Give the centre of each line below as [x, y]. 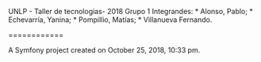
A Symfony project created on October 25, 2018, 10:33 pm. [104, 50]
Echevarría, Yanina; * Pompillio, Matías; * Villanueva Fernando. [110, 20]
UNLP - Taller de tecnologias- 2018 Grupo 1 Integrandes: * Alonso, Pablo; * [131, 11]
